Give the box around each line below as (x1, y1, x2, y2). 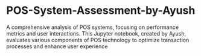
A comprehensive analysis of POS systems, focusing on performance (6, 23, 179, 31)
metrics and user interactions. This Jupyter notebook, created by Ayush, (6, 30, 186, 37)
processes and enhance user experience (6, 43, 108, 50)
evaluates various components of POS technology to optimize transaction (6, 36, 190, 43)
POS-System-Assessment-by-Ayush (6, 4, 196, 17)
